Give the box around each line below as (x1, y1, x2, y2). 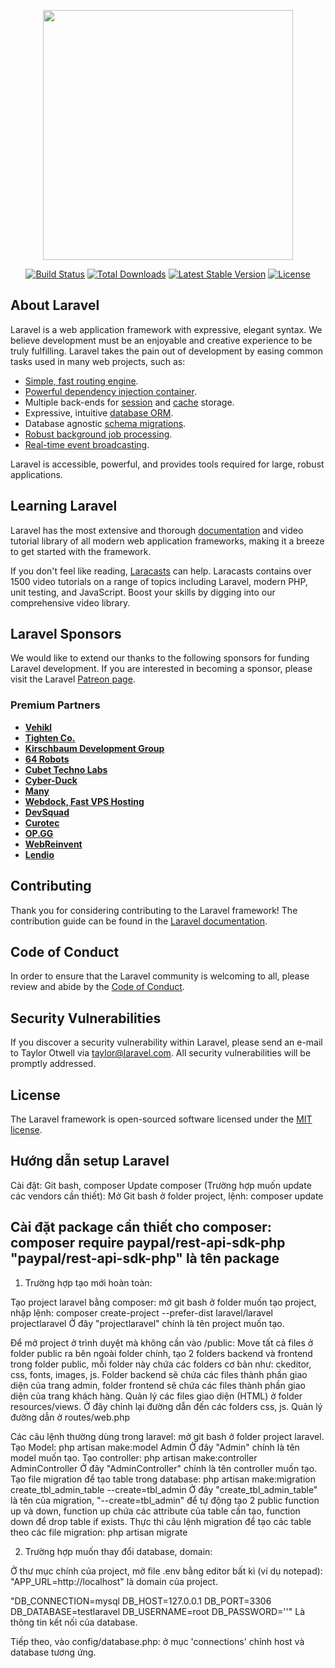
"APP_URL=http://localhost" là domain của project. (10, 1575, 218, 1587)
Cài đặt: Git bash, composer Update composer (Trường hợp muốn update (10, 1179, 312, 1191)
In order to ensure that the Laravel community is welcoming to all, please (10, 970, 310, 982)
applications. (10, 468, 63, 480)
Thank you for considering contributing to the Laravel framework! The (10, 904, 298, 916)
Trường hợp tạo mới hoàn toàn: (24, 1276, 153, 1289)
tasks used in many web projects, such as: (10, 355, 186, 367)
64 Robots (24, 753, 70, 765)
